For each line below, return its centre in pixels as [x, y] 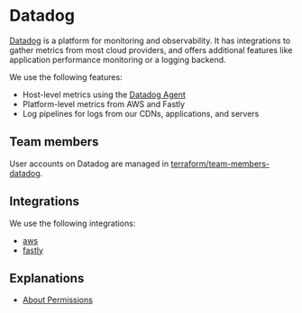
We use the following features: [66, 76]
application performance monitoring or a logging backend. [118, 59]
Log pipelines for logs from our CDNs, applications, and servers [141, 113]
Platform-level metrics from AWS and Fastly [104, 103]
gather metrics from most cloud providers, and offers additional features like [151, 49]
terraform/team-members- [220, 164]
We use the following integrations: [73, 223]
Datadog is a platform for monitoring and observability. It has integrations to [150, 40]
